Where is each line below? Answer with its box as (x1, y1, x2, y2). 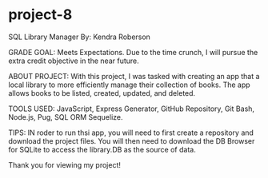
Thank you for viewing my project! (8, 160, 122, 169)
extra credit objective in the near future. (8, 56, 140, 65)
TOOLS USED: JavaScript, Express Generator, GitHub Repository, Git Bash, (8, 104, 254, 113)
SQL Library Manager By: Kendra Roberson (8, 32, 150, 42)
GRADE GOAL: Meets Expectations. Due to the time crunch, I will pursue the (8, 47, 258, 57)
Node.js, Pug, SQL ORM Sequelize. (8, 112, 123, 121)
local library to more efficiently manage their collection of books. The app (8, 80, 250, 89)
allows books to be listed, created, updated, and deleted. (8, 88, 196, 97)
